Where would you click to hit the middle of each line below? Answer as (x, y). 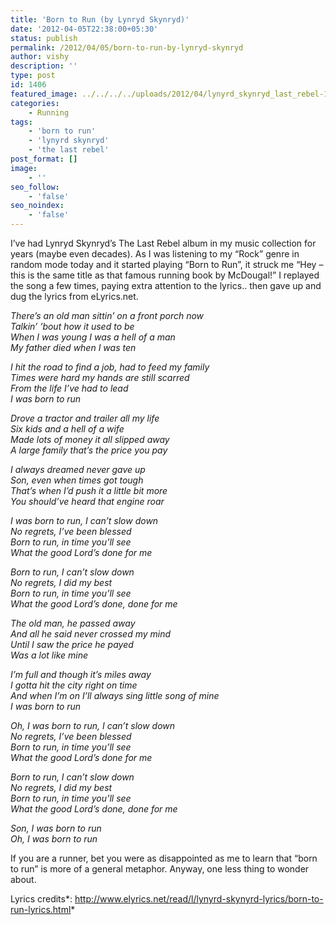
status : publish (44, 38)
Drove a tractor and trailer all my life (85, 418)
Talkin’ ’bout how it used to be (72, 326)
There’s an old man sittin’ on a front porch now (107, 315)
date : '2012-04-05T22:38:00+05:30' (84, 29)
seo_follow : (35, 187)
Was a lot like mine (49, 655)
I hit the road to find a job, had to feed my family (110, 367)
